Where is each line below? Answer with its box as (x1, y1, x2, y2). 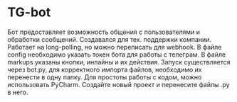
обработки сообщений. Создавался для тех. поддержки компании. (7, 35, 212, 43)
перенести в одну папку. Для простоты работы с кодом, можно (7, 72, 202, 81)
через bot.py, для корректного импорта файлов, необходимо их (7, 65, 202, 74)
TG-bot (7, 4, 51, 21)
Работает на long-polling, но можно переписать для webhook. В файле (7, 42, 222, 51)
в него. (7, 88, 28, 96)
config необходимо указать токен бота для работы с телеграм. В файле (7, 50, 226, 59)
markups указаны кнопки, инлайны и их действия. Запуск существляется (7, 57, 231, 66)
